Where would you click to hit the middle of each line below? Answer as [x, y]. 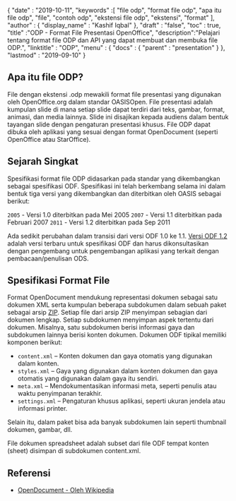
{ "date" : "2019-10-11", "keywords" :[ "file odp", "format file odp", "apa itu [114, 10]
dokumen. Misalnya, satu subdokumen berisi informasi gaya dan [101, 327]
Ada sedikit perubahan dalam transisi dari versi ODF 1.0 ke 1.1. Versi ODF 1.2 [117, 236]
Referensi [29, 473]
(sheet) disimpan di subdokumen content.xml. [74, 451]
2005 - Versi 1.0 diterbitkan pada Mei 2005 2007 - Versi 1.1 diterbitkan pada [115, 215]
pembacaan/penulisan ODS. [48, 258]
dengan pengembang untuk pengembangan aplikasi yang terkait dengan [113, 250]
